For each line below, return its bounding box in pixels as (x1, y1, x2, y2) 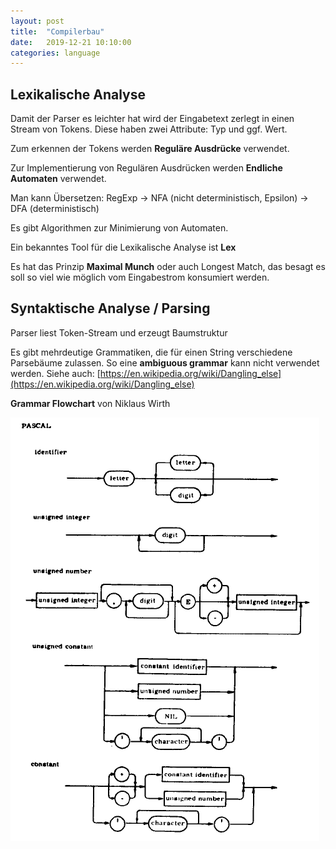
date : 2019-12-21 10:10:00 (10, 37, 132, 47)
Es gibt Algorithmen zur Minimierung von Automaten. (10, 222, 229, 234)
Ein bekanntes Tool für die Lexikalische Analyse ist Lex (10, 241, 237, 254)
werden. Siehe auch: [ (10, 367, 101, 379)
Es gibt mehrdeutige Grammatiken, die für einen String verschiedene (10, 346, 293, 358)
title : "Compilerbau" (10, 26, 105, 37)
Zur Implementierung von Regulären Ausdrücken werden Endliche (10, 162, 283, 174)
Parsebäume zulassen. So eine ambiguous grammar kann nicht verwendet (10, 356, 320, 369)
